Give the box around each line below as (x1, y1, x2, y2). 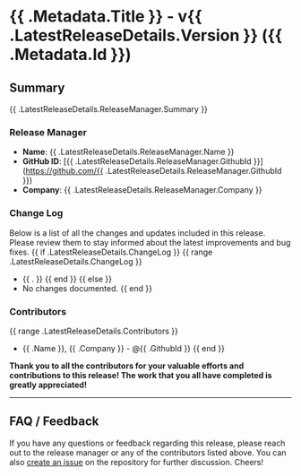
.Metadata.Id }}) (9, 45, 132, 65)
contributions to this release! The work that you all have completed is (9, 369, 272, 380)
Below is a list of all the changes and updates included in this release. (9, 227, 266, 238)
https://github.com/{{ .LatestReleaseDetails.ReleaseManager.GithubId (25, 166, 282, 177)
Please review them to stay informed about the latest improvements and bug (9, 237, 291, 247)
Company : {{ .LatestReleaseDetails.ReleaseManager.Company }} (21, 185, 262, 195)
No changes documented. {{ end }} (21, 282, 153, 293)
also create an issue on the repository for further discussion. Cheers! (9, 456, 264, 467)
